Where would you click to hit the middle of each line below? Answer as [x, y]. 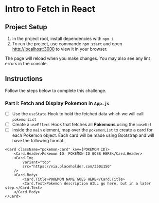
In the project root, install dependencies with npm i [63, 38]
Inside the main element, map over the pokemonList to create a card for [82, 130]
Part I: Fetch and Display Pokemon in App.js [57, 103]
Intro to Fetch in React [50, 9]
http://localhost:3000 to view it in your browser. [60, 49]
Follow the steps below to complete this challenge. [56, 91]
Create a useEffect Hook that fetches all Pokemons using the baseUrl [82, 125]
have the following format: [38, 141]
